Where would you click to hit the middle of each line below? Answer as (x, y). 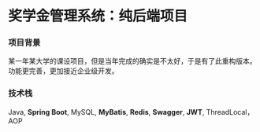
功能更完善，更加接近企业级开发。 (63, 71)
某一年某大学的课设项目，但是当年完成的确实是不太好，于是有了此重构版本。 (132, 61)
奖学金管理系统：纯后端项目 (98, 16)
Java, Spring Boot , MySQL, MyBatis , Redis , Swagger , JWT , (106, 112)
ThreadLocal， (230, 112)
